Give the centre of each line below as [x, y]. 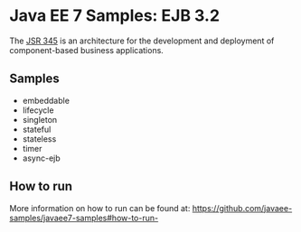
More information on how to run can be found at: [100, 208]
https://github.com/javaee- [242, 208]
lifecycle [38, 110]
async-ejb [41, 158]
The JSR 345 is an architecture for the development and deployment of [142, 41]
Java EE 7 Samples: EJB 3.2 [114, 16]
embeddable [46, 100]
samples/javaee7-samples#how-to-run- [84, 218]
